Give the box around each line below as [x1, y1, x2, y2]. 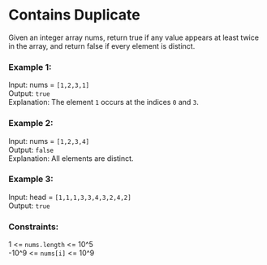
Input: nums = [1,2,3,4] [8, 136, 90, 146]
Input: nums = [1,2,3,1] [8, 80, 90, 90]
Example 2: [8, 118, 54, 129]
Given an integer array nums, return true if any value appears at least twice [8, 33, 260, 42]
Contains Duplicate [8, 6, 140, 24]
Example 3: [8, 173, 54, 185]
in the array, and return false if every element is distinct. [8, 41, 196, 50]
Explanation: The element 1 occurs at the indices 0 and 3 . [8, 98, 199, 107]
